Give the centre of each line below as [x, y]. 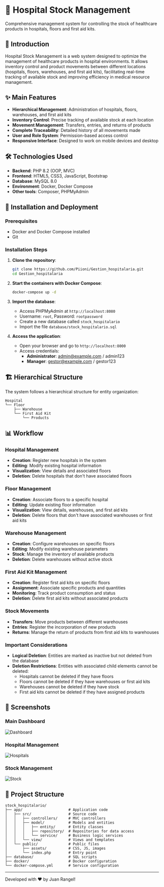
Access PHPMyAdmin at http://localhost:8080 [67, 311]
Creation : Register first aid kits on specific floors [61, 583]
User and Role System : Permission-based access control [70, 135]
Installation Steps [26, 250]
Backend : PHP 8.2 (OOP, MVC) [43, 171]
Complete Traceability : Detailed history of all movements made [76, 130]
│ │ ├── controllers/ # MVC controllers [55, 818]
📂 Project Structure [35, 794]
